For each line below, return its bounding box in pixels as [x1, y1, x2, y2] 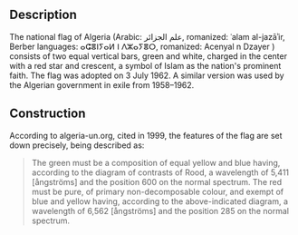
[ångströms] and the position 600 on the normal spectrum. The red [31, 176, 283, 187]
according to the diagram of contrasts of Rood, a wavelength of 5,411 [31, 167, 290, 178]
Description [9, 7, 77, 23]
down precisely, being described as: [9, 140, 145, 151]
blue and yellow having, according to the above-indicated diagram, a [31, 195, 288, 207]
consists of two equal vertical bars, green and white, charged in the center [9, 50, 288, 62]
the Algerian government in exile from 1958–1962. [9, 79, 195, 90]
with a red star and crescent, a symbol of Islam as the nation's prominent [9, 60, 282, 71]
